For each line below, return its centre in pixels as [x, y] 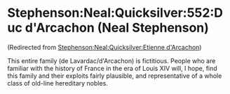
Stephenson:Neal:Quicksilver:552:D [115, 13]
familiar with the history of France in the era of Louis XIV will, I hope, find [112, 68]
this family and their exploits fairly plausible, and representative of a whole [115, 76]
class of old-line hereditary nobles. [58, 83]
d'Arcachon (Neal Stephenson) [117, 28]
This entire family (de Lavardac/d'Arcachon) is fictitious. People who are [111, 60]
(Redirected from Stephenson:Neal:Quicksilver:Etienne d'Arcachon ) [104, 47]
